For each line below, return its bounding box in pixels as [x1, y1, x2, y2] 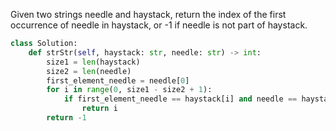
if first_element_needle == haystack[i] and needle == [63, 94, 298, 104]
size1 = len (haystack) [46, 57, 141, 67]
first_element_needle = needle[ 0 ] [46, 75, 190, 86]
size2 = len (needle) [46, 66, 132, 76]
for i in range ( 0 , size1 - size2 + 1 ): [46, 85, 213, 95]
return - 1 [46, 113, 87, 123]
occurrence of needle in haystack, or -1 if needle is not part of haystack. [10, 19, 308, 31]
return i [81, 104, 118, 114]
